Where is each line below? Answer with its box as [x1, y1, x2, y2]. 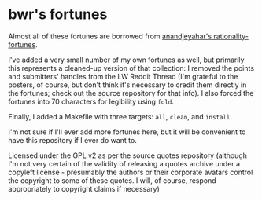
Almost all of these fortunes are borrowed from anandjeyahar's [8, 31, 212, 41]
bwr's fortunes [8, 5, 108, 24]
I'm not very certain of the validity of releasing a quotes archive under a [8, 159, 241, 168]
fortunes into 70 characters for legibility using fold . [8, 97, 175, 106]
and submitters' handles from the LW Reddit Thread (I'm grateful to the [8, 71, 238, 81]
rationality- [213, 31, 249, 41]
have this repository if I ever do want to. [8, 135, 138, 144]
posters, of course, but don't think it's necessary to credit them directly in [8, 80, 247, 90]
